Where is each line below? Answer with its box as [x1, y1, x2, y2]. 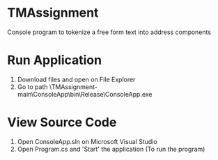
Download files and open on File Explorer [17, 75, 136, 83]
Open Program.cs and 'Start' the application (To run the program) [17, 145, 205, 153]
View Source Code [7, 115, 117, 130]
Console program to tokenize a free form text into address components [7, 28, 211, 36]
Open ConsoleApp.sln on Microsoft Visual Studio [17, 137, 158, 145]
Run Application [7, 52, 102, 68]
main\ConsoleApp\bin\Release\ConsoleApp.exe [17, 90, 153, 98]
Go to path [17, 82, 48, 91]
